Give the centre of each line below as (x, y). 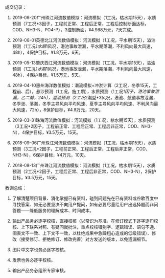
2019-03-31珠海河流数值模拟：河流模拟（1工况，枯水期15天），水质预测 (84, 120)
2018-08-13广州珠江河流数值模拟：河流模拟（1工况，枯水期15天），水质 (84, 165)
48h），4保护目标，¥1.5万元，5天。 (47, 75)
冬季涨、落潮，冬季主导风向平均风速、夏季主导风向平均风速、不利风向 (83, 104)
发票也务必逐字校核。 (34, 260)
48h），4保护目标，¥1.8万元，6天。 (47, 52)
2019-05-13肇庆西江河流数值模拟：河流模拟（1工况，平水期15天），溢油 (84, 63)
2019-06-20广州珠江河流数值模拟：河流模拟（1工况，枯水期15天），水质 (84, 18)
